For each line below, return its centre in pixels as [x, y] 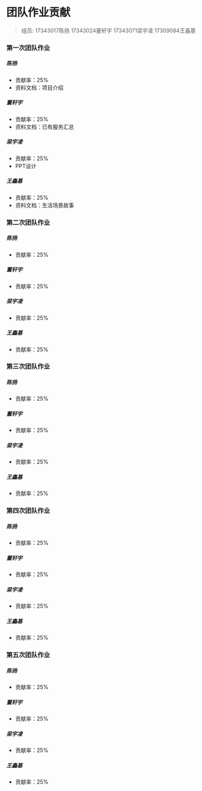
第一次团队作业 [28, 47]
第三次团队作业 [28, 367]
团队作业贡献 [39, 12]
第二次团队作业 [28, 222]
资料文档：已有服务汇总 [44, 127]
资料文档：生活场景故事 [44, 205]
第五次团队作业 [28, 655]
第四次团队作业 [28, 511]
